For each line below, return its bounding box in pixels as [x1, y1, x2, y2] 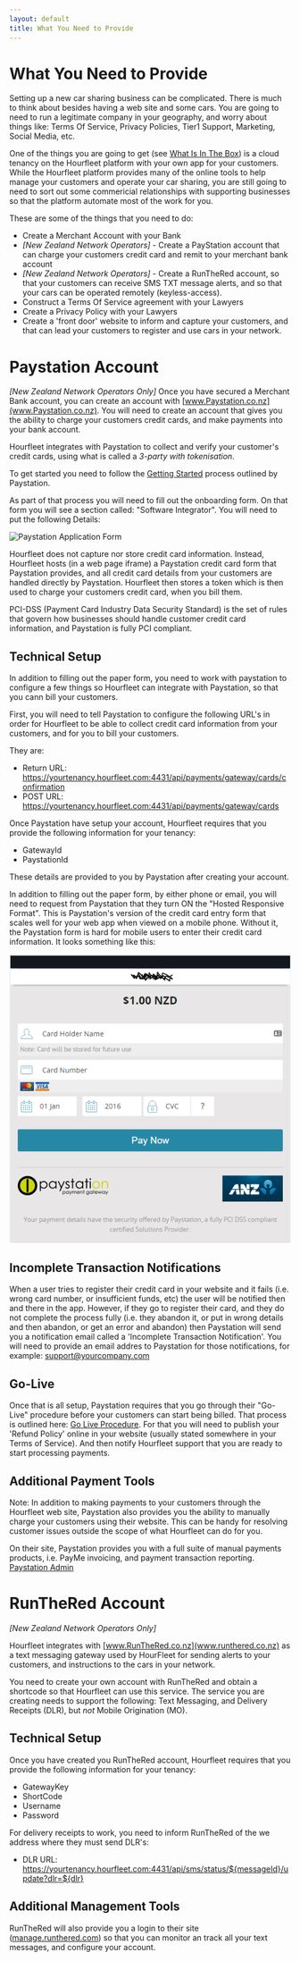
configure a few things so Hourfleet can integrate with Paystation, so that [9, 682, 279, 693]
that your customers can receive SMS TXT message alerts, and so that [21, 278, 283, 289]
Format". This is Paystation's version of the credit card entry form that [9, 908, 266, 919]
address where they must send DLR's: [9, 1837, 149, 1847]
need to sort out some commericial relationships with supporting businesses [9, 186, 291, 197]
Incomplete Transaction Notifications [9, 1260, 221, 1275]
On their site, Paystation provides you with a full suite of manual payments [9, 1543, 282, 1553]
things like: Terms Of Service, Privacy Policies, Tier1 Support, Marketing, [9, 122, 276, 132]
